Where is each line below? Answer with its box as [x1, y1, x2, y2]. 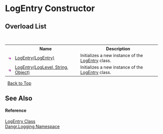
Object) [15, 70, 30, 75]
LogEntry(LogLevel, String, [15, 64, 69, 70]
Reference [5, 107, 27, 114]
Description [106, 45, 130, 51]
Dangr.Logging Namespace [5, 124, 60, 130]
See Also [5, 94, 33, 102]
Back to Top [7, 80, 32, 86]
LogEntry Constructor [5, 3, 95, 14]
